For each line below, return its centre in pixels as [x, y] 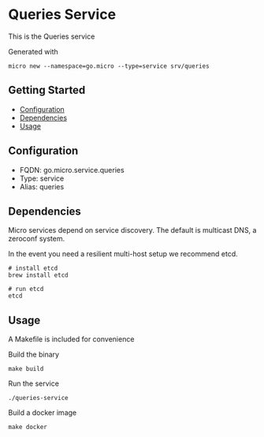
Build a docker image [43, 413]
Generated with [33, 51]
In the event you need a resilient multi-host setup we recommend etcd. [123, 254]
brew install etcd [38, 275]
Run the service [33, 383]
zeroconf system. [37, 239]
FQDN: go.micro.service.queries [72, 170]
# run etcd [26, 289]
